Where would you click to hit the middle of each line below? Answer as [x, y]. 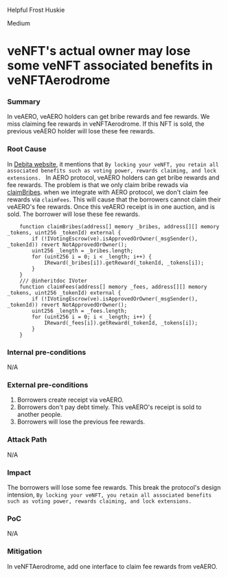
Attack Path [27, 439]
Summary [24, 102]
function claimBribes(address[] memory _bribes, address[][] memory [119, 226]
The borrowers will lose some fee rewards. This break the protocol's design [114, 487]
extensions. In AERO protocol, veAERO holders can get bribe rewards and [113, 177]
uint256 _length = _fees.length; [80, 311]
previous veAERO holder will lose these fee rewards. [81, 131]
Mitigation [25, 552]
